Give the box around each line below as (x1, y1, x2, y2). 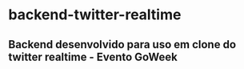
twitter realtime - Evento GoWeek (8, 50, 178, 63)
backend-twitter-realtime (8, 6, 182, 24)
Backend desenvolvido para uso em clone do (8, 38, 237, 51)
